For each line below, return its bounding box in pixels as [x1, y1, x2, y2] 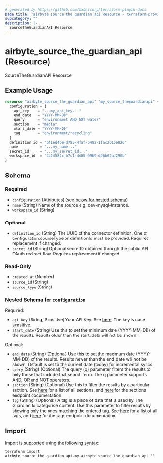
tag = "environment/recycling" [14, 131, 92, 136]
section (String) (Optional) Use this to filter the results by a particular [12, 382, 150, 388]
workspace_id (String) [12, 207, 55, 213]
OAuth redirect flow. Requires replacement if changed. [12, 251, 121, 257]
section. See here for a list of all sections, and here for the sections [12, 387, 147, 393]
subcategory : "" [5, 16, 38, 21]
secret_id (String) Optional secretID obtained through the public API [12, 246, 149, 252]
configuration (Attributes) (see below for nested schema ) [12, 197, 128, 203]
